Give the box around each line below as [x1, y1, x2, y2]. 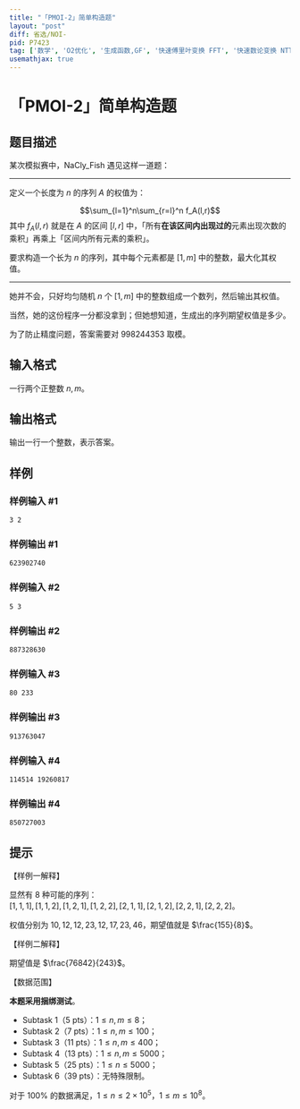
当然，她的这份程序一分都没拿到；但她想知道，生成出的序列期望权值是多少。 [9, 310, 291, 320]
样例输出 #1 [9, 538, 58, 550]
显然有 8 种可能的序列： [9, 890, 97, 900]
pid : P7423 [9, 38, 50, 47]
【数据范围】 [9, 977, 56, 987]
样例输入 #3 [9, 668, 61, 680]
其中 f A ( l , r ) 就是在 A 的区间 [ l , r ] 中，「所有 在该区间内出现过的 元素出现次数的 [9, 220, 287, 233]
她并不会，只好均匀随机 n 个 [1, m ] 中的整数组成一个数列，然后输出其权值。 [9, 290, 285, 301]
